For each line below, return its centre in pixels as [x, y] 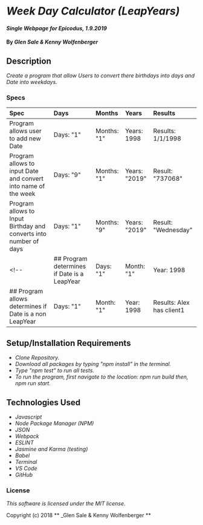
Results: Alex [172, 302]
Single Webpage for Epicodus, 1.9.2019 [57, 28]
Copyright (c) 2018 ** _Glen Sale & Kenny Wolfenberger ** [79, 515]
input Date [24, 171]
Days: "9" [67, 175]
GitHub [24, 475]
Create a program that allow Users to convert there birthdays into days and [101, 76]
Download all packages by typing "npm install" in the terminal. [93, 364]
